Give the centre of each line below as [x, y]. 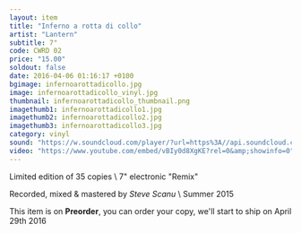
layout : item [34, 17]
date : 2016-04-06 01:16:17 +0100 [72, 76]
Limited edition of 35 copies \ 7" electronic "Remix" [104, 177]
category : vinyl [39, 134]
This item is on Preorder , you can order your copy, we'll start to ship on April [150, 211]
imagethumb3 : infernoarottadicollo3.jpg [86, 126]
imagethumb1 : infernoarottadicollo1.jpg [86, 109]
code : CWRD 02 [36, 51]
